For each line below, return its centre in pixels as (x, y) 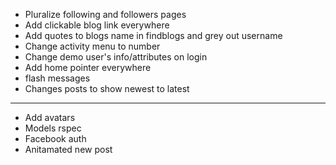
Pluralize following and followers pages (105, 14)
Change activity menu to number (92, 46)
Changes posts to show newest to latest (107, 88)
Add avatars (50, 117)
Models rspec (53, 128)
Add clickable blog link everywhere (97, 25)
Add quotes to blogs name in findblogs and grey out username (153, 35)
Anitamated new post (68, 149)
